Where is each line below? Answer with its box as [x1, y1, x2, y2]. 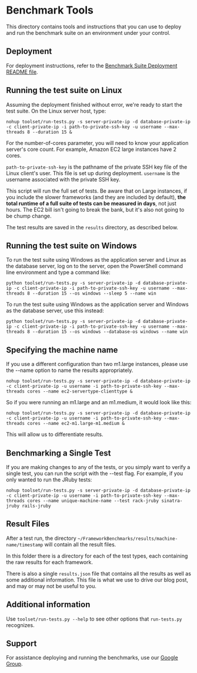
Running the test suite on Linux [6, 85, 122, 95]
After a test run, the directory [6, 535, 76, 542]
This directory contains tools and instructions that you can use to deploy [6, 23, 182, 30]
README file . [6, 68, 38, 75]
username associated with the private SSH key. [6, 176, 121, 183]
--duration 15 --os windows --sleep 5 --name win [32, 291, 157, 296]
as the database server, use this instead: [6, 307, 104, 314]
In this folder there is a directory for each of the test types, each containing [6, 552, 188, 559]
